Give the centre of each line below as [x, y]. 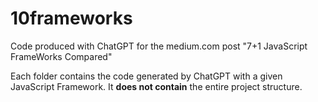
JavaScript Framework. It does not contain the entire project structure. [156, 86]
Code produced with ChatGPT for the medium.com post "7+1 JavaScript [159, 46]
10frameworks [71, 18]
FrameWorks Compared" [61, 56]
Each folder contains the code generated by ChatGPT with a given [146, 76]
